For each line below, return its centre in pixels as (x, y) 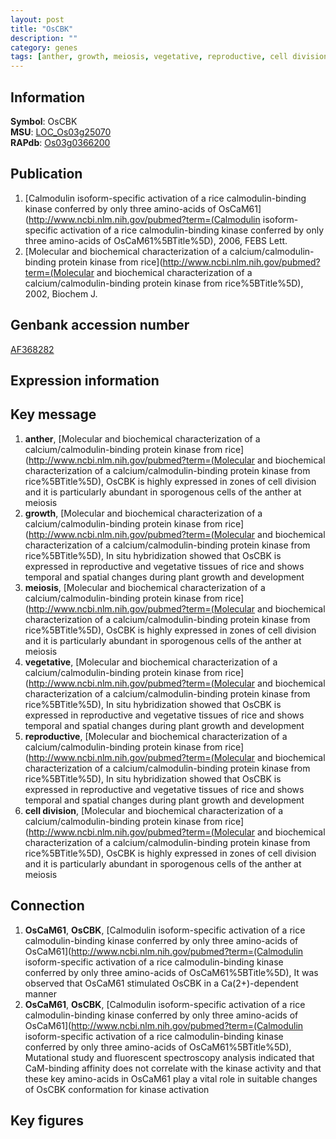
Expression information (85, 380)
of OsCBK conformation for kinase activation (117, 1089)
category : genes (44, 47)
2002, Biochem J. (61, 293)
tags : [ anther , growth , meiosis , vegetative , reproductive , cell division (169, 57)
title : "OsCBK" (42, 29)
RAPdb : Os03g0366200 (60, 142)
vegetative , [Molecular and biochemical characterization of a (151, 662)
